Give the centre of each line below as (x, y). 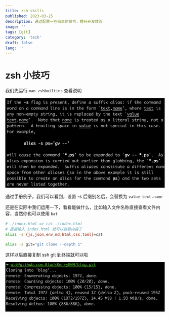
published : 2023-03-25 (29, 16)
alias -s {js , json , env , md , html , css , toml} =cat (54, 234)
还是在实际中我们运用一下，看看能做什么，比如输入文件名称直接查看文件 (80, 207)
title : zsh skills (25, 11)
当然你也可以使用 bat (36, 214)
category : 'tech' (24, 38)
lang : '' (14, 48)
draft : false (19, 43)
